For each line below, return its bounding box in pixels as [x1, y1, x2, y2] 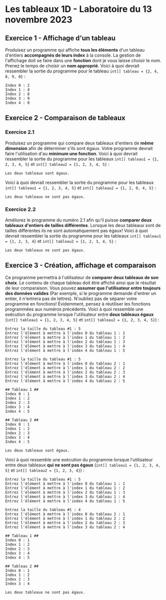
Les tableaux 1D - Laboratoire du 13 [5, 3, 152, 15]
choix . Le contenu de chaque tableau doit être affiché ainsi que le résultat [5, 280, 156, 286]
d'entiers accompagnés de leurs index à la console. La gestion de [5, 52, 141, 58]
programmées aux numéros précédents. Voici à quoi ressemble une [5, 306, 144, 312]
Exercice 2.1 [5, 129, 35, 136]
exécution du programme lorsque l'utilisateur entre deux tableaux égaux [5, 311, 154, 317]
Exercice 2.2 [5, 206, 36, 213]
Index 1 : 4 [5, 87, 30, 92]
